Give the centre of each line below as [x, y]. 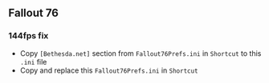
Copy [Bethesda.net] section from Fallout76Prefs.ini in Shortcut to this [141, 53]
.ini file [33, 61]
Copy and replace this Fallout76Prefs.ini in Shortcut [109, 70]
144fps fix [29, 36]
